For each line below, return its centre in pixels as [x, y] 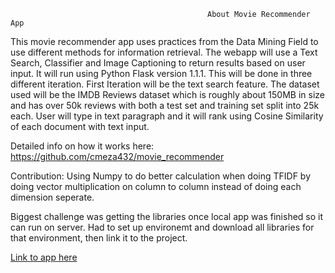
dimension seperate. [52, 197]
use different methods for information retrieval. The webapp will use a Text [164, 52]
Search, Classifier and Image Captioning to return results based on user [158, 63]
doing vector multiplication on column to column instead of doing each [156, 186]
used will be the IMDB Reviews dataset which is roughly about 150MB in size [167, 94]
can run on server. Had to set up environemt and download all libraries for [162, 227]
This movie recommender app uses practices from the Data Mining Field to [164, 41]
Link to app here [44, 257]
